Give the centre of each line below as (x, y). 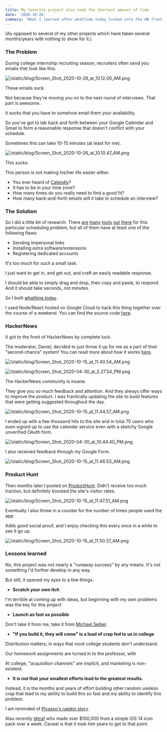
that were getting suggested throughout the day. (55, 402)
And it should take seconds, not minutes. (47, 288)
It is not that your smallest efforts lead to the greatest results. (78, 678)
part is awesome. (23, 103)
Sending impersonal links (39, 242)
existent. (14, 668)
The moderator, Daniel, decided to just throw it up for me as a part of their (81, 347)
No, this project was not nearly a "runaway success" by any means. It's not (83, 565)
